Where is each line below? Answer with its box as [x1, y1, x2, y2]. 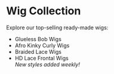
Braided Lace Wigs [14, 48, 61, 55]
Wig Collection [6, 4, 81, 18]
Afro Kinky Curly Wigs [14, 42, 70, 49]
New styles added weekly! [14, 61, 81, 68]
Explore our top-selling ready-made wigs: [6, 24, 109, 31]
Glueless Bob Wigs [14, 35, 61, 42]
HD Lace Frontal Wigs [14, 54, 69, 61]
